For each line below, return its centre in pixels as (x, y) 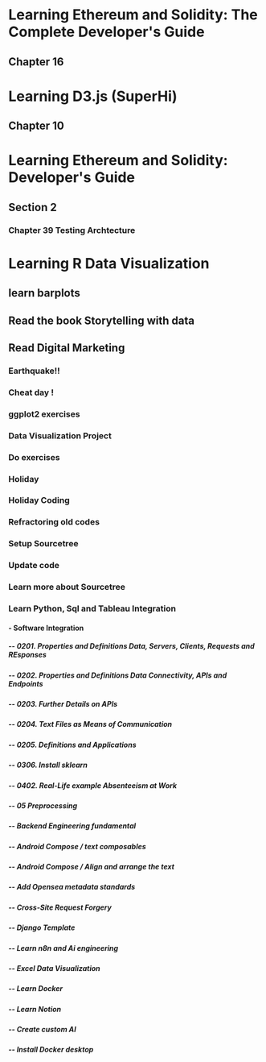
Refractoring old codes (54, 522)
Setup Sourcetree (43, 544)
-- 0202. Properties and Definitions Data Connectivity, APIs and (118, 675)
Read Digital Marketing (67, 348)
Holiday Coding (39, 500)
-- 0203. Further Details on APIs (63, 704)
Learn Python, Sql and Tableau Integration (92, 608)
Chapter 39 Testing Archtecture (72, 230)
